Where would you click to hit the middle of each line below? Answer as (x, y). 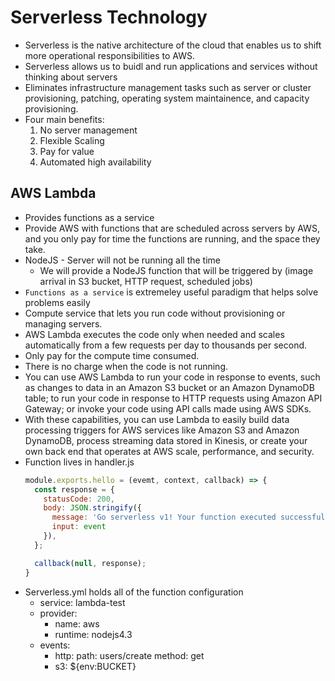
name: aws (77, 623)
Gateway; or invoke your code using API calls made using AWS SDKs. (168, 408)
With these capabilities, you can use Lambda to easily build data (157, 419)
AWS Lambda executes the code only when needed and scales (154, 334)
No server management (88, 130)
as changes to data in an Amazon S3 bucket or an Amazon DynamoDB (169, 387)
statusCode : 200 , (79, 499)
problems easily (57, 302)
